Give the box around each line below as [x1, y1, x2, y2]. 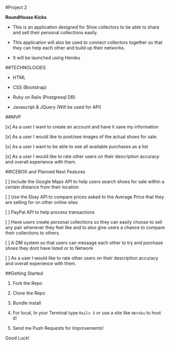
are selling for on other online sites [5, 199, 78, 205]
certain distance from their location [5, 184, 79, 190]
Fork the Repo [12, 280, 42, 286]
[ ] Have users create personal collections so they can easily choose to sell [5, 219, 162, 225]
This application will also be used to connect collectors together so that [12, 39, 163, 45]
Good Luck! [5, 335, 30, 341]
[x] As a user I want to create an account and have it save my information [5, 124, 159, 129]
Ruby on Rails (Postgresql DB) [12, 94, 76, 100]
